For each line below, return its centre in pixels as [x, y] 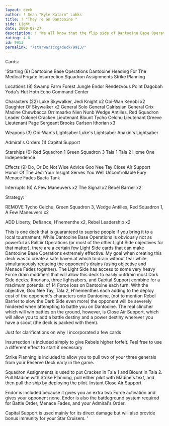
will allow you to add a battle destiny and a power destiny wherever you [79, 317]
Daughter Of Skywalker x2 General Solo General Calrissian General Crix [79, 106]
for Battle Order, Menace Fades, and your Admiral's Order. [65, 403]
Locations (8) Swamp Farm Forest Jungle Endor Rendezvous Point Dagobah [84, 86]
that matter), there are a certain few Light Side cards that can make [75, 248]
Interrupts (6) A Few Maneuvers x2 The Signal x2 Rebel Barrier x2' [74, 187]
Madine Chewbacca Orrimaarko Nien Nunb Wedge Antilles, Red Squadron [82, 112]
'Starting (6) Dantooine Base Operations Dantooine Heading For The [76, 71]
